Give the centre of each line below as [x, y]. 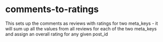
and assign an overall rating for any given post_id [57, 34]
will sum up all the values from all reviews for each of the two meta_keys [81, 28]
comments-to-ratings [52, 9]
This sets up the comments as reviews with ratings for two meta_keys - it [82, 23]
